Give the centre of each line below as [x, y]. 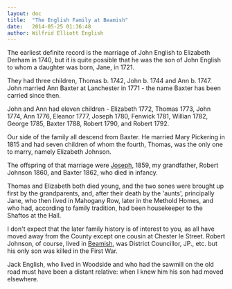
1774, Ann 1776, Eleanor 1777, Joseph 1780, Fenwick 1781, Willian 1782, [108, 116]
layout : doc [24, 14]
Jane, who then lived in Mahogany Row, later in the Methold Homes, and [110, 201]
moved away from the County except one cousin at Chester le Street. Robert [116, 236]
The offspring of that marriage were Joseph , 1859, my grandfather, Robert [113, 165]
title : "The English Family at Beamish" [68, 20]
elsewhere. [23, 279]
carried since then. [34, 96]
